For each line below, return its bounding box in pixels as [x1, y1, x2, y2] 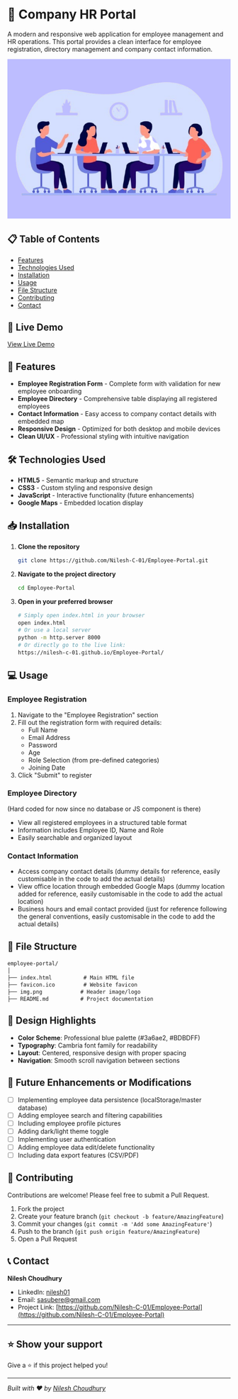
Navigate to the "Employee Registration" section [17, 710, 159, 719]
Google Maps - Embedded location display [17, 499, 144, 507]
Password [28, 741, 58, 749]
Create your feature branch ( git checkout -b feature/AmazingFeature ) [17, 1212, 225, 1220]
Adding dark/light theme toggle [17, 1127, 109, 1135]
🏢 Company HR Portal [7, 6, 137, 23]
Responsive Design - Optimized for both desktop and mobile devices [17, 425, 221, 433]
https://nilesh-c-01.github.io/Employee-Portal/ [17, 649, 164, 656]
